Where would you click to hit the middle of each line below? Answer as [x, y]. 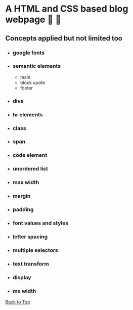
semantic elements [37, 66]
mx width [24, 291]
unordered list [30, 169]
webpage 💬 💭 [33, 19]
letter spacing [30, 237]
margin [21, 196]
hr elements [28, 114]
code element [30, 155]
